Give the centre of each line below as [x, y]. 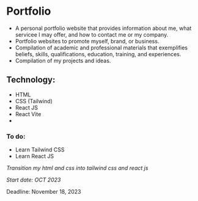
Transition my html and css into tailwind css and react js [77, 168]
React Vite [28, 114]
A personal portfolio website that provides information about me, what [103, 28]
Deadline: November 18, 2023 [44, 192]
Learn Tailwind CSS [40, 150]
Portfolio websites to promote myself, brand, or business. [87, 41]
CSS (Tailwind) [34, 101]
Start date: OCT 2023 [34, 180]
